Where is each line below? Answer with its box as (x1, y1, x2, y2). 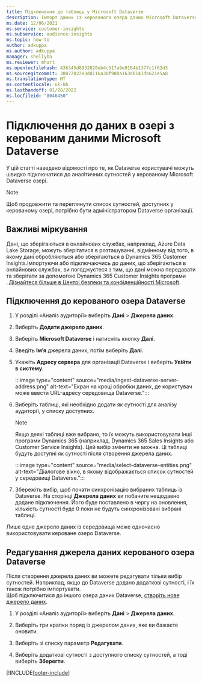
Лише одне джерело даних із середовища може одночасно (6, 523, 161, 530)
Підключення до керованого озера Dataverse (6, 296, 186, 306)
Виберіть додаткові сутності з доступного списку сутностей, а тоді (14, 651, 188, 659)
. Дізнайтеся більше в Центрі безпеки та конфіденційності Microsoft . (6, 278, 181, 286)
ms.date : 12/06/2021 (6, 20, 58, 26)
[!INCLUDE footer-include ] (6, 669, 70, 677)
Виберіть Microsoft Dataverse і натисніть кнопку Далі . (14, 335, 155, 343)
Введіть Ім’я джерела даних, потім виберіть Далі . (14, 347, 144, 354)
